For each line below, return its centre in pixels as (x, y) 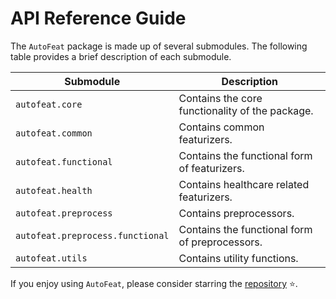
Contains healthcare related (244, 184)
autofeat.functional (64, 161)
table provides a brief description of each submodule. (121, 56)
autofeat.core (49, 104)
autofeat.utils (51, 258)
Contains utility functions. (238, 258)
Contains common (221, 127)
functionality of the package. (246, 110)
